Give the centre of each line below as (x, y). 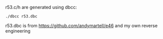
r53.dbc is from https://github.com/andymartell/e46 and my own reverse (81, 25)
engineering (18, 31)
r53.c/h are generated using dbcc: (41, 7)
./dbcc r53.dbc (21, 16)
